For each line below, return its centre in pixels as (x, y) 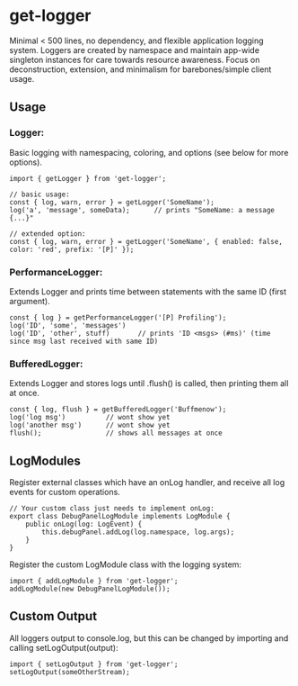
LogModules (45, 460)
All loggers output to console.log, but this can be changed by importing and (149, 638)
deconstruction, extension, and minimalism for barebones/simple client (140, 69)
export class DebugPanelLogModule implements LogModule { (120, 517)
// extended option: (48, 234)
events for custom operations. (65, 492)
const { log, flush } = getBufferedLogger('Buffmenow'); (118, 410)
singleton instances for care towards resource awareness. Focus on (135, 59)
